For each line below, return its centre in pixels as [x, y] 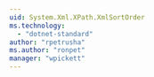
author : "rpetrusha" [48, 42]
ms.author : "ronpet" [48, 50]
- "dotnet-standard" [55, 34]
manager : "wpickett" [48, 58]
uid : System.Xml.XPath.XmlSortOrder [77, 17]
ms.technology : [37, 26]
